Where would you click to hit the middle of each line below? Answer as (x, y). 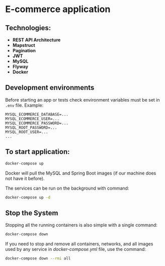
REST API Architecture (36, 40)
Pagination (24, 51)
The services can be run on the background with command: (67, 188)
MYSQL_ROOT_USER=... (27, 132)
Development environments (50, 88)
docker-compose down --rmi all (38, 258)
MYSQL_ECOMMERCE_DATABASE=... (37, 114)
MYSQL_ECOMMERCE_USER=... (32, 119)
